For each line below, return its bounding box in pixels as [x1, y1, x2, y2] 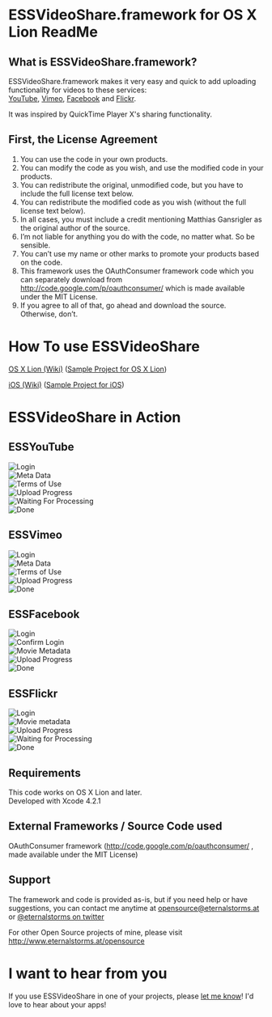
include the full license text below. [19, 189, 134, 198]
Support [8, 873, 51, 887]
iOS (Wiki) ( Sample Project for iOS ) [8, 379, 125, 389]
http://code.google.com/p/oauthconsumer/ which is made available [19, 283, 245, 293]
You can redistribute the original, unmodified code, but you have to [19, 180, 244, 189]
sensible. [19, 240, 51, 250]
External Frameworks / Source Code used [8, 820, 223, 833]
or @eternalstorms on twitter [8, 912, 104, 922]
